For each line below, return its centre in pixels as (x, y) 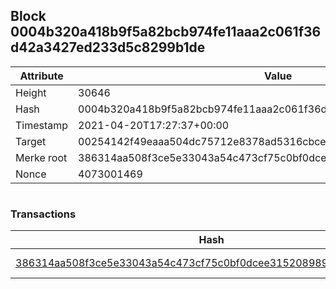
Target (31, 141)
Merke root (41, 157)
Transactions (43, 214)
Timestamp (42, 125)
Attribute (41, 76)
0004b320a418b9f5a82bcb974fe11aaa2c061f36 (166, 32)
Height (31, 92)
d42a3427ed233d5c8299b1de (108, 47)
